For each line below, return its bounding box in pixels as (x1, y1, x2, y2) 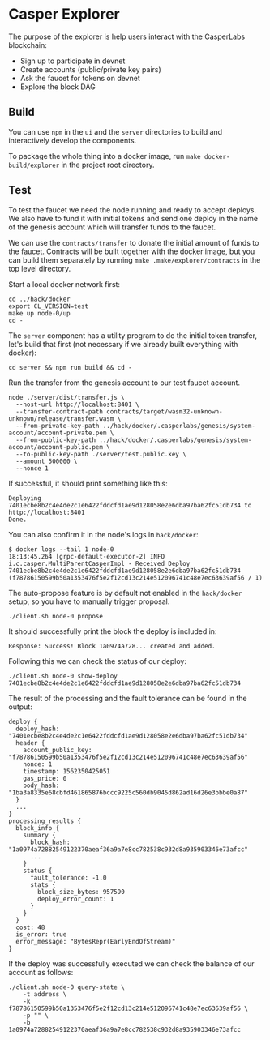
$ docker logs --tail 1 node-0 (8, 545, 114, 554)
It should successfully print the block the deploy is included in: (8, 626, 217, 636)
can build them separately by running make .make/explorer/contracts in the (8, 255, 261, 264)
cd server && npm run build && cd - (8, 363, 132, 371)
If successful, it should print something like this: (8, 478, 168, 488)
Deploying (8, 494, 42, 503)
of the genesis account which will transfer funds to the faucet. (8, 222, 216, 232)
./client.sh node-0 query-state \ (8, 982, 126, 991)
